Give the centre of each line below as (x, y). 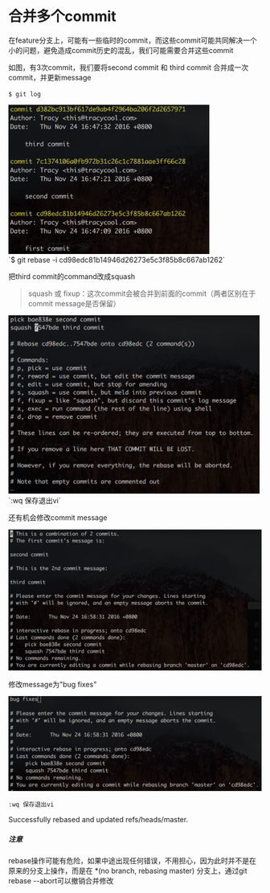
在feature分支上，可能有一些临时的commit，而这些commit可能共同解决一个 (133, 40)
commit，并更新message (50, 77)
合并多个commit (62, 16)
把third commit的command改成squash (72, 277)
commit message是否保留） (74, 304)
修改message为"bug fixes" (53, 684)
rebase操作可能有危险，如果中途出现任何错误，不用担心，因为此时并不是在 (133, 861)
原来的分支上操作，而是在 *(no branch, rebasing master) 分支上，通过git (128, 871)
